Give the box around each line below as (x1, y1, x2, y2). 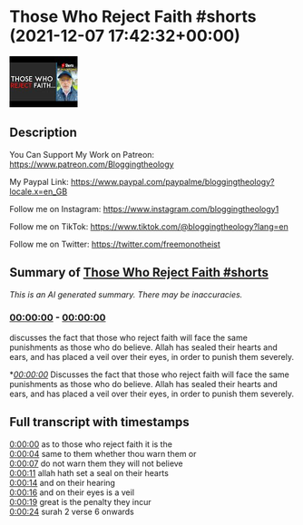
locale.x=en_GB (9, 186, 68, 197)
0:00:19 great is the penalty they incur (9, 496, 151, 507)
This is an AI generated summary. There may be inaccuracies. (9, 288, 243, 300)
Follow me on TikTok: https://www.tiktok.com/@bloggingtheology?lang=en (9, 220, 288, 232)
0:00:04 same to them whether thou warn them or (9, 448, 197, 459)
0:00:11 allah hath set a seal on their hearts (9, 467, 170, 478)
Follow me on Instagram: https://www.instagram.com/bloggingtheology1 (9, 203, 279, 214)
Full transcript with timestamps (9, 414, 190, 430)
